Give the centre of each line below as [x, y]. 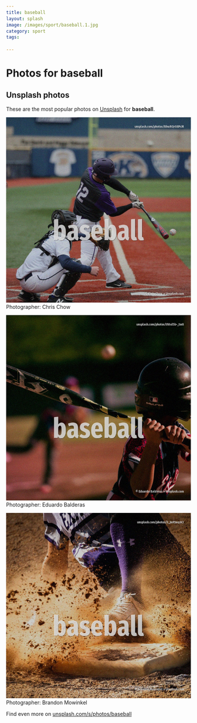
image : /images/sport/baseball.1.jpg [52, 25]
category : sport [26, 31]
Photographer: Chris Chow [38, 307]
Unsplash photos [38, 95]
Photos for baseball [55, 73]
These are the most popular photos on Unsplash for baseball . [81, 109]
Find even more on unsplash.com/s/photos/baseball [69, 714]
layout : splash [25, 19]
